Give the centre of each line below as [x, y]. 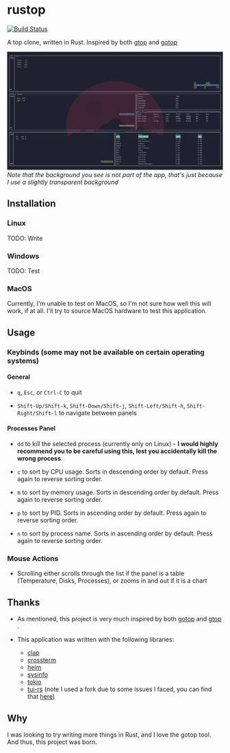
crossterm [42, 660]
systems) [23, 360]
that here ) [41, 697]
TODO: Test [24, 271]
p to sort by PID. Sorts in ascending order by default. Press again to [112, 513]
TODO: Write [25, 238]
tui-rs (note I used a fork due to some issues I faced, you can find [119, 689]
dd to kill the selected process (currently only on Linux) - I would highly [117, 444]
